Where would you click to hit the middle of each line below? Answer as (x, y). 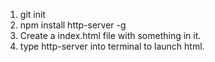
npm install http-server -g (73, 25)
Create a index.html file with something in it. (110, 35)
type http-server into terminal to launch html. (112, 46)
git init (32, 14)
